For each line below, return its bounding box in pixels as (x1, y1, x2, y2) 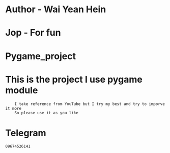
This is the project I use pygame (5, 73, 143, 85)
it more (5, 106, 22, 111)
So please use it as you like (14, 110, 79, 115)
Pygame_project (5, 50, 76, 62)
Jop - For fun (5, 27, 61, 39)
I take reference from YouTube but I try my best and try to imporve (14, 101, 165, 107)
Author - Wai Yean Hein (5, 4, 106, 15)
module (5, 84, 38, 96)
